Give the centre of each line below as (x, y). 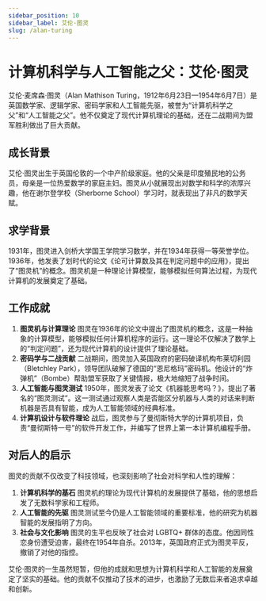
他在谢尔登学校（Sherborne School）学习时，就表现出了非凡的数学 (131, 193)
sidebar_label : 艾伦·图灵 (49, 23)
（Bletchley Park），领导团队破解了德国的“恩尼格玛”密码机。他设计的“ (133, 368)
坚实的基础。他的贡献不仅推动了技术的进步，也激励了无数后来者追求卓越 (140, 579)
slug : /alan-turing (40, 30)
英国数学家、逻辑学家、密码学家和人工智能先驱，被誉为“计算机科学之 (121, 105)
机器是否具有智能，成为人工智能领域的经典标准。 (99, 408)
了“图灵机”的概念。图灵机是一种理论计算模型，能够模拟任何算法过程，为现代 (133, 270)
